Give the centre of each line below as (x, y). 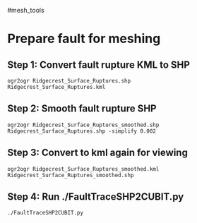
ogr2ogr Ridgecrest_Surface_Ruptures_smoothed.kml (83, 169)
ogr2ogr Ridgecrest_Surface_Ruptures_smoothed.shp (83, 125)
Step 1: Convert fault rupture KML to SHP (99, 65)
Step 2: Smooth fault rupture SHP (82, 109)
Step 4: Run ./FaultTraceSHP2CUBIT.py (96, 197)
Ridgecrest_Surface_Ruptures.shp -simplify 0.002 (82, 131)
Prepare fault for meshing (84, 39)
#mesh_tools (26, 10)
